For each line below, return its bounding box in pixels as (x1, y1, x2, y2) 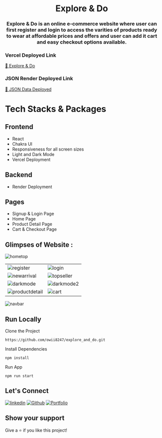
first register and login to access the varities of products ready (6, 26, 157, 33)
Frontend (5, 123, 34, 131)
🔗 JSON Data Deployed (5, 86, 52, 92)
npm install (5, 355, 29, 360)
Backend (5, 171, 33, 179)
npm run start (5, 373, 34, 378)
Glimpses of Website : (5, 241, 73, 249)
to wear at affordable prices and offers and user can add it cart (6, 33, 157, 40)
